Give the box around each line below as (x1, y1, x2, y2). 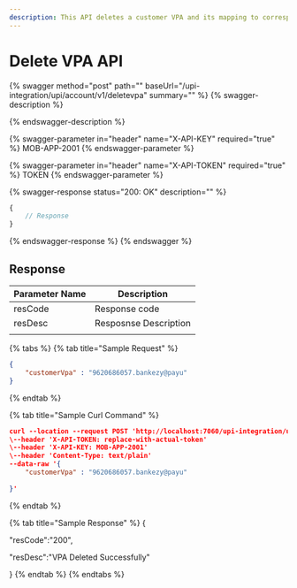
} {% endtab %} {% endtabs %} (9, 569, 126, 579)
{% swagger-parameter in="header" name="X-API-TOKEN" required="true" (9, 160, 286, 171)
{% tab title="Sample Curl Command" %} (9, 409, 160, 420)
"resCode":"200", (9, 534, 73, 545)
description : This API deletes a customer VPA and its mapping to (9, 12, 259, 22)
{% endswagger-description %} (9, 116, 126, 126)
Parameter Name (13, 288, 87, 300)
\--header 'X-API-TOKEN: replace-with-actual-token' (9, 435, 208, 444)
